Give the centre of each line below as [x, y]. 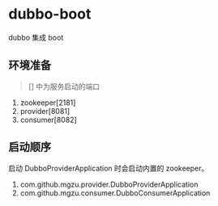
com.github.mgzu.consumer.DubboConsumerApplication [115, 193]
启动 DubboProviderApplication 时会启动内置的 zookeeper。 [109, 168]
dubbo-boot [50, 14]
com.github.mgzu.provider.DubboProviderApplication [109, 184]
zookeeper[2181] [48, 103]
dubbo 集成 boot [36, 37]
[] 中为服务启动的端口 [64, 86]
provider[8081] [45, 111]
